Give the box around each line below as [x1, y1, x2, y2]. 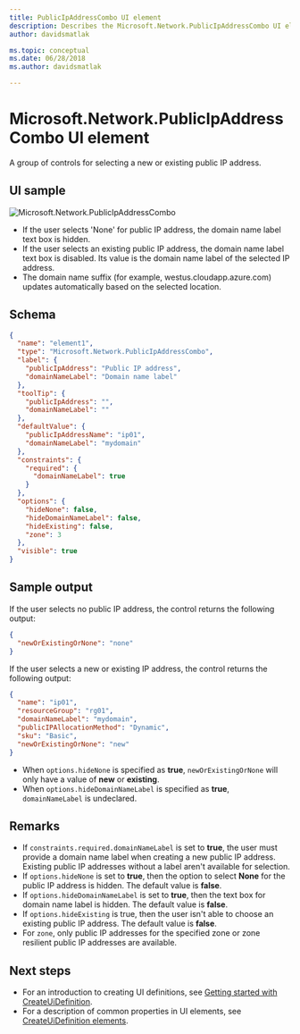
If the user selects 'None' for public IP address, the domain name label [21, 224, 281, 235]
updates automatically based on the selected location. [21, 281, 221, 291]
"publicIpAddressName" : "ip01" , [25, 431, 146, 440]
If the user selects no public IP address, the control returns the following [9, 603, 275, 614]
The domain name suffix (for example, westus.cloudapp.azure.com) [21, 272, 272, 282]
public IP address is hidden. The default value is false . [21, 880, 222, 891]
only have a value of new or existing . [21, 774, 160, 785]
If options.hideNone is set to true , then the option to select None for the [21, 870, 286, 881]
